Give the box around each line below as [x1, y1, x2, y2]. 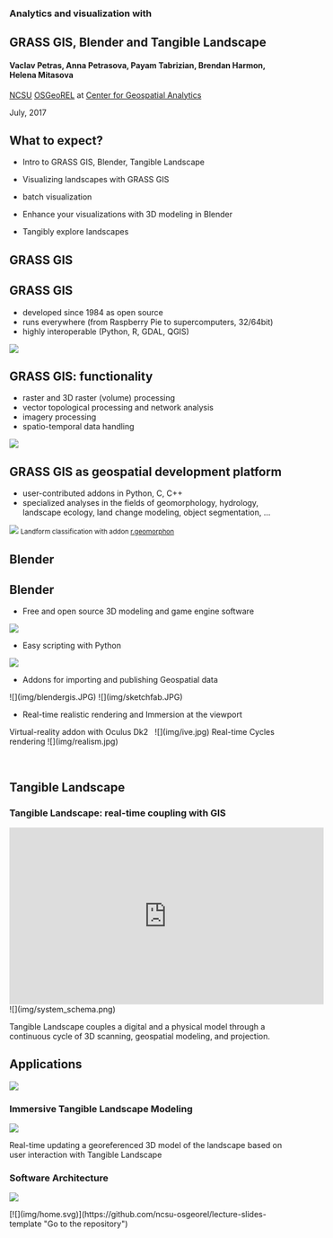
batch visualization [22, 191, 92, 202]
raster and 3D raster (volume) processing [22, 393, 176, 403]
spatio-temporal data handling [22, 421, 135, 432]
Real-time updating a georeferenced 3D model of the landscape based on [9, 1140, 283, 1151]
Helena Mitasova [9, 69, 74, 80]
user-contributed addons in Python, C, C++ [22, 488, 183, 499]
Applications [9, 1057, 83, 1072]
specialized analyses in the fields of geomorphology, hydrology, [22, 498, 259, 508]
